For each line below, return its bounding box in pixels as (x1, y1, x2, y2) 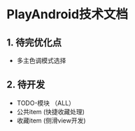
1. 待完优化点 (6, 36, 62, 48)
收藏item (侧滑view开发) (16, 116, 86, 125)
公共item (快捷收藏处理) (16, 107, 85, 116)
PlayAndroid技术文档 (6, 6, 129, 22)
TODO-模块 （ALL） (16, 99, 75, 107)
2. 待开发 (6, 78, 45, 91)
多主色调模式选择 (16, 57, 66, 64)
